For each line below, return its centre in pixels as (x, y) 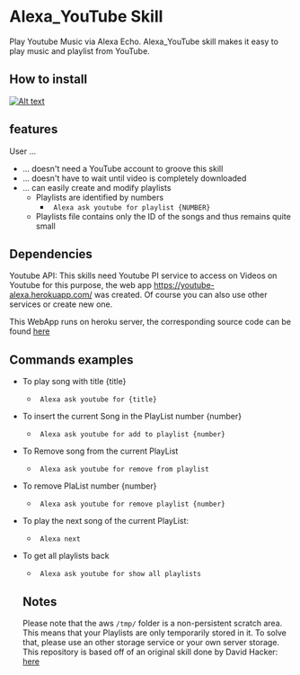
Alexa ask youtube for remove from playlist (124, 470)
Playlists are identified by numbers (100, 197)
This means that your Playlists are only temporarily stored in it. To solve (154, 633)
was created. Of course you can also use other (181, 295)
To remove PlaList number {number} (89, 486)
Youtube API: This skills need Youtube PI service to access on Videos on (143, 275)
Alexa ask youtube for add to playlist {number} (133, 435)
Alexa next (60, 539)
